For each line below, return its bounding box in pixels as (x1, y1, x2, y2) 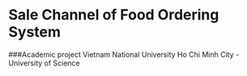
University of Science (8, 58, 81, 68)
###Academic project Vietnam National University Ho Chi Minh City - (8, 49, 240, 59)
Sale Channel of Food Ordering (8, 6, 219, 24)
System (8, 23, 62, 41)
